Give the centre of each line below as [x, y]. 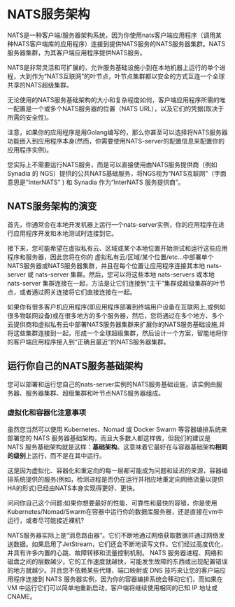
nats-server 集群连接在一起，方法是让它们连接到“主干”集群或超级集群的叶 [113, 283]
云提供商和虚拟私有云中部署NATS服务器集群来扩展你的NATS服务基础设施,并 [116, 324]
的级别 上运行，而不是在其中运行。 [56, 455]
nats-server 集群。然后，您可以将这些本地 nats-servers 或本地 [125, 274]
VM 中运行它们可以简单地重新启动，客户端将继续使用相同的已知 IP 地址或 [113, 587]
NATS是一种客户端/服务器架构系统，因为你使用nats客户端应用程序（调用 [112, 35]
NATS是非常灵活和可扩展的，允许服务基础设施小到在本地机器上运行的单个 [114, 67]
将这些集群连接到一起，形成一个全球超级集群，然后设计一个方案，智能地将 [114, 333]
